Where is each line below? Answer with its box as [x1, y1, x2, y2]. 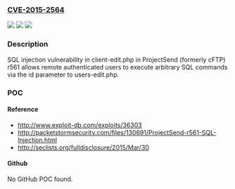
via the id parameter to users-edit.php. [7, 70, 120, 79]
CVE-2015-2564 [7, 5, 65, 15]
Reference [7, 105, 39, 114]
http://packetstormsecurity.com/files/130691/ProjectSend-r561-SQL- [17, 128, 217, 136]
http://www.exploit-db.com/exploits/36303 [17, 121, 142, 129]
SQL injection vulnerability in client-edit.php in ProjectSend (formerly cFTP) [7, 55, 226, 64]
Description [7, 39, 49, 49]
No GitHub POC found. [7, 174, 73, 183]
